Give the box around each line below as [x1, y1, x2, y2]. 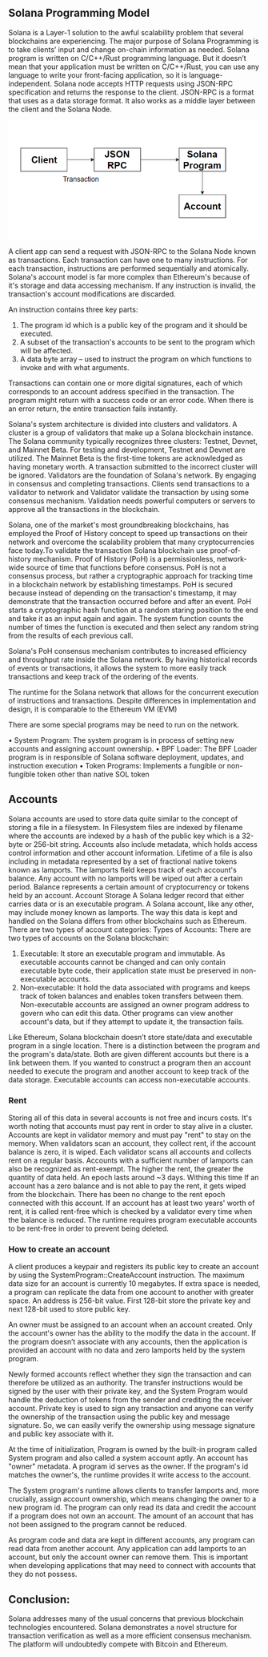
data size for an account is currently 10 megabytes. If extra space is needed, [8, 1279, 261, 1288]
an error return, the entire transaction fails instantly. [8, 404, 178, 413]
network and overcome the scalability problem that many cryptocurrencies [8, 537, 254, 547]
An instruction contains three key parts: [8, 304, 138, 315]
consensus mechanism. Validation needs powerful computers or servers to [8, 496, 256, 506]
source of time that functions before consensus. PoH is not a [26, 562, 226, 572]
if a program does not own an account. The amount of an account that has [8, 1511, 254, 1521]
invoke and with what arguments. [19, 363, 130, 373]
